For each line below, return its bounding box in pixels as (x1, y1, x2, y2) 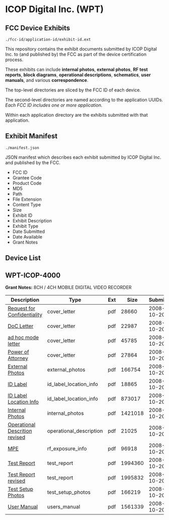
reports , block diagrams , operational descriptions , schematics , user (5, 72, 151, 78)
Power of (8, 349, 29, 356)
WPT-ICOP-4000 (5, 271, 61, 279)
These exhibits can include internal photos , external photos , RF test (5, 67, 148, 72)
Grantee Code (12, 174, 42, 180)
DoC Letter (8, 322, 34, 329)
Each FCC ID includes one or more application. (5, 102, 103, 108)
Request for (8, 305, 36, 312)
